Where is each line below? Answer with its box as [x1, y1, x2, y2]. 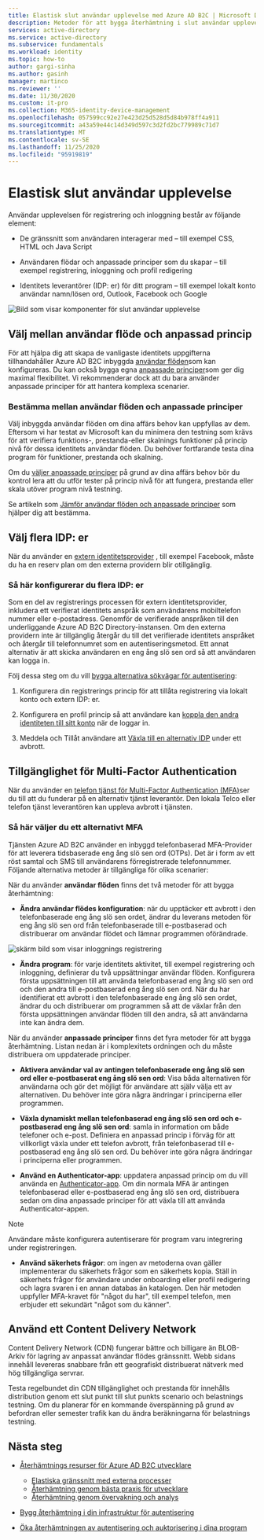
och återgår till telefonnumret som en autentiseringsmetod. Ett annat [8, 639, 229, 649]
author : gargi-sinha [8, 63, 76, 71]
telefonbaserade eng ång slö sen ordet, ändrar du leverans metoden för [19, 912, 251, 921]
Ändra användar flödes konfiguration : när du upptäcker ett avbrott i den [19, 903, 256, 913]
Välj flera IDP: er [8, 531, 89, 544]
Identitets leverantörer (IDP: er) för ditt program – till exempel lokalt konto [19, 281, 256, 291]
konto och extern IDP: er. [19, 695, 101, 704]
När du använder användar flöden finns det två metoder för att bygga [8, 880, 234, 889]
